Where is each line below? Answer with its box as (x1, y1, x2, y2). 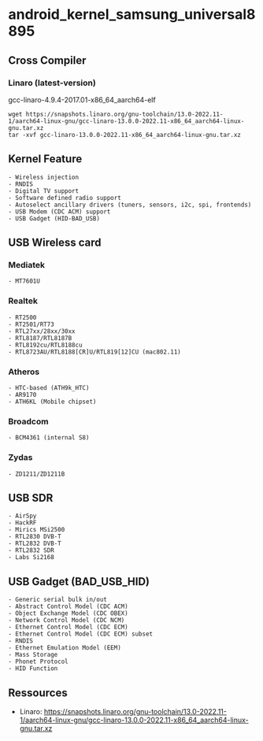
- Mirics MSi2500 (8, 526, 65, 534)
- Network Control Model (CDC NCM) (8, 617, 125, 624)
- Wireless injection (8, 173, 80, 181)
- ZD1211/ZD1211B (8, 470, 65, 478)
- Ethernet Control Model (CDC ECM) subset (8, 630, 154, 639)
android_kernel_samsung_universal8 (8, 6, 256, 24)
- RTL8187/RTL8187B (8, 334, 72, 342)
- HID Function (8, 665, 58, 672)
